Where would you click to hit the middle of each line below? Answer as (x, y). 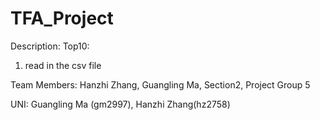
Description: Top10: (50, 46)
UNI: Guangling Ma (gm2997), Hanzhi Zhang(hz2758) (120, 104)
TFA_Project (62, 18)
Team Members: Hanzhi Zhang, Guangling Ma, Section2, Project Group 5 (160, 84)
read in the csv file (63, 65)
